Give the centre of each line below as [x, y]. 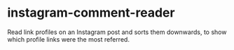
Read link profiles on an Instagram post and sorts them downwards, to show [117, 32]
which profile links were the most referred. [68, 39]
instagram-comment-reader [91, 13]
